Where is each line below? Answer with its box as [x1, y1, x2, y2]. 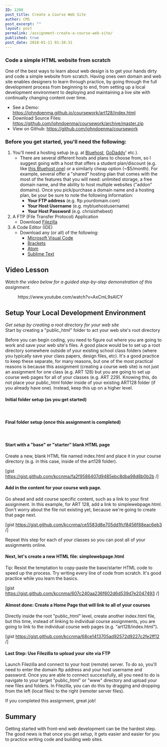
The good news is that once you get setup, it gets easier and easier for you [5, 731, 160, 737]
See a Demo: [12, 104, 39, 110]
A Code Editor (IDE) [12, 224, 53, 230]
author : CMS [5, 17, 30, 22]
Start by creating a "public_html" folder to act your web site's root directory [5, 327, 160, 333]
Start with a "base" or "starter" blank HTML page [5, 441, 110, 447]
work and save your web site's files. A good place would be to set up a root [5, 342, 160, 348]
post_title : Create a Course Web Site [5, 12, 86, 17]
